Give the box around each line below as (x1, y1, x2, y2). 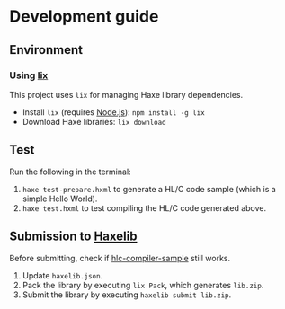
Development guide (9, 6, 159, 27)
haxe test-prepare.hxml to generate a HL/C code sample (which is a (22, 183, 276, 194)
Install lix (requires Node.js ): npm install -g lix (22, 106, 205, 118)
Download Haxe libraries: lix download (22, 116, 166, 127)
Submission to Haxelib (9, 229, 138, 244)
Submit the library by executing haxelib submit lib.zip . (22, 289, 232, 300)
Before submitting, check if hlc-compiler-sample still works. (9, 252, 231, 263)
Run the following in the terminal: (9, 166, 132, 177)
